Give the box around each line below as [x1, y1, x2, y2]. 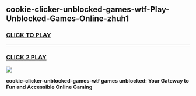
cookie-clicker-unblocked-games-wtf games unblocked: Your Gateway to [6, 77, 190, 84]
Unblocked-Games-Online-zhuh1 [6, 14, 129, 24]
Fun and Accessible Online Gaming [6, 83, 93, 90]
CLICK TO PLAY [6, 31, 51, 40]
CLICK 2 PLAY [6, 53, 47, 61]
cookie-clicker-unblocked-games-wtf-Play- [6, 5, 170, 15]
